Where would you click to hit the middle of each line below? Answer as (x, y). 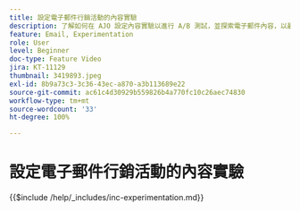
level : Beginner (39, 51)
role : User (29, 42)
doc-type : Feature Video (55, 59)
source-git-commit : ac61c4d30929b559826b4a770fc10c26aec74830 (127, 92)
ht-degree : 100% (39, 117)
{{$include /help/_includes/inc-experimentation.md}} (107, 198)
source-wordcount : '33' (54, 109)
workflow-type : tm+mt (50, 101)
